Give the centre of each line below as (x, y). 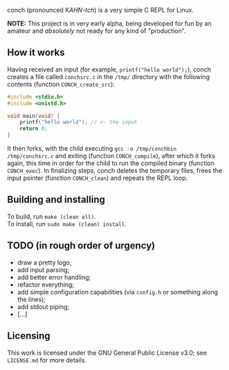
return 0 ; (34, 129)
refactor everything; (46, 285)
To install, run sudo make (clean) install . (67, 224)
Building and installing (56, 200)
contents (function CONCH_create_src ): (61, 84)
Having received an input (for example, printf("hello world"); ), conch (109, 69)
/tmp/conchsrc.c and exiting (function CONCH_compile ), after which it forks (111, 156)
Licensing (29, 336)
